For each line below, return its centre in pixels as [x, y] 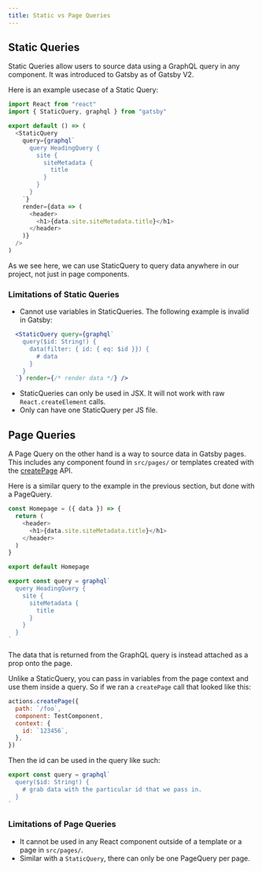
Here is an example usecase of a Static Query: [83, 90]
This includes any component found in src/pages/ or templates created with [131, 463]
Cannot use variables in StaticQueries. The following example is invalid [134, 311]
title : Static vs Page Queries [59, 15]
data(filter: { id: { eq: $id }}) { [89, 349]
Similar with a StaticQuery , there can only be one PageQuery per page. [135, 858]
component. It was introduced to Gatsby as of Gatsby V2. [101, 75]
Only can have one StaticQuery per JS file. [89, 410]
